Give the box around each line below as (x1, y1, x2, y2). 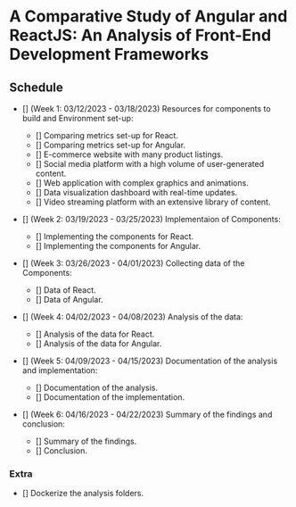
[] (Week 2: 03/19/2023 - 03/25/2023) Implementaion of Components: (21, 214, 281, 224)
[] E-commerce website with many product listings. (35, 149, 224, 160)
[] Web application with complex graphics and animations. (35, 178, 250, 188)
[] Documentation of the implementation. (35, 392, 185, 403)
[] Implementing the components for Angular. (35, 241, 201, 251)
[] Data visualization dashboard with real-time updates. (35, 187, 238, 197)
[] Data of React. (35, 285, 96, 295)
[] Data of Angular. (35, 295, 104, 304)
